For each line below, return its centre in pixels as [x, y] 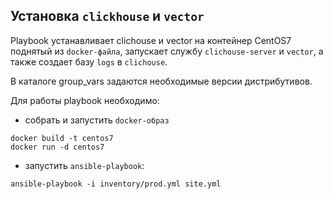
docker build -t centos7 [62, 138]
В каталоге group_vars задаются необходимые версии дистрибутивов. [161, 81]
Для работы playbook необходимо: [85, 100]
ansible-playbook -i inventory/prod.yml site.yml [116, 184]
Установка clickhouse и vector [107, 16]
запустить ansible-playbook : [84, 165]
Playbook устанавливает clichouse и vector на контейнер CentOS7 [151, 40]
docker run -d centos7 [57, 147]
